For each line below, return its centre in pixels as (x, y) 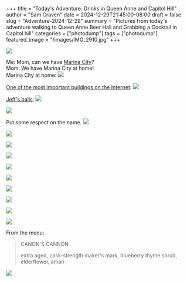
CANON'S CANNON (45, 244)
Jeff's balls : (20, 99)
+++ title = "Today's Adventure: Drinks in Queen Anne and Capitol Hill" (91, 9)
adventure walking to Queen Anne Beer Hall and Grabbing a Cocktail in (91, 27)
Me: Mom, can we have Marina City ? (50, 62)
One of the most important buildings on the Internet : (69, 87)
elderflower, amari (42, 261)
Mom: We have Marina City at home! (50, 68)
